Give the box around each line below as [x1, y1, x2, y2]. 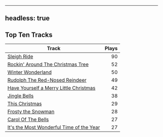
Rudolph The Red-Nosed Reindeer [7, 77, 87, 84]
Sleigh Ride [7, 53, 33, 60]
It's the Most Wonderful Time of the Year [7, 124, 100, 131]
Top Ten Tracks [5, 30, 52, 39]
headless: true [5, 14, 50, 22]
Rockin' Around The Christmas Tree [7, 61, 89, 68]
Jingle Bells [7, 92, 34, 99]
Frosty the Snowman [7, 108, 55, 115]
